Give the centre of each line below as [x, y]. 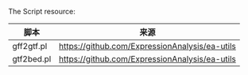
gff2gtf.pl [30, 46]
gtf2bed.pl [32, 59]
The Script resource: [42, 11]
